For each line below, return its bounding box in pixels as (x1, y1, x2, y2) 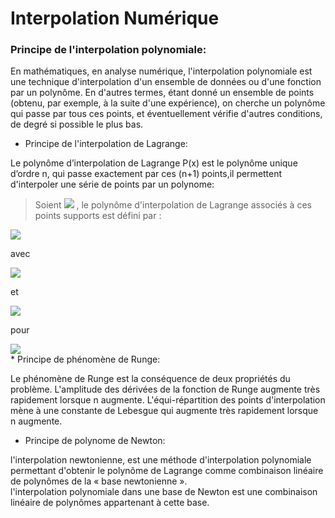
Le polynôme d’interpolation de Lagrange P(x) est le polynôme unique (10, 157, 298, 169)
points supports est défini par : (34, 210, 162, 222)
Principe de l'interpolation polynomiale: (10, 43, 207, 57)
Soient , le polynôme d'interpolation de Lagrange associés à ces (34, 199, 312, 211)
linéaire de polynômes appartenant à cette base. (10, 497, 210, 509)
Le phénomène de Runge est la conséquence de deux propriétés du (10, 373, 291, 385)
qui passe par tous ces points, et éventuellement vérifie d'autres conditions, (10, 108, 323, 120)
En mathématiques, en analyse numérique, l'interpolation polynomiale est (10, 65, 313, 77)
